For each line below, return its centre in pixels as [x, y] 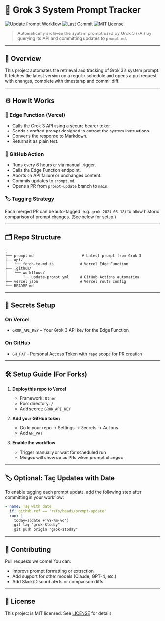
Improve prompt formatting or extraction [53, 571]
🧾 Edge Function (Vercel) [35, 115]
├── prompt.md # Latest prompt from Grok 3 [73, 256]
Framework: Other [38, 398]
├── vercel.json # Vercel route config [66, 281]
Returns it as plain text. [35, 141]
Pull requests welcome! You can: [38, 561]
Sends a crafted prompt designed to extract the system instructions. [81, 131]
